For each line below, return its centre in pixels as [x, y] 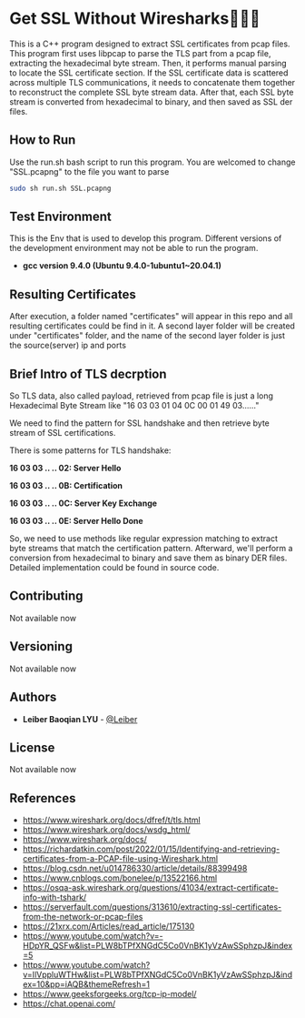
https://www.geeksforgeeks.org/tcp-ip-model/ [109, 994]
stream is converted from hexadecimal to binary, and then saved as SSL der [151, 101]
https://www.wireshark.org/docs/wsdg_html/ [106, 830]
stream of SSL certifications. [63, 433]
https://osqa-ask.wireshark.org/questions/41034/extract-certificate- [150, 888]
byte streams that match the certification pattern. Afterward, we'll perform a [151, 549]
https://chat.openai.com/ [69, 1003]
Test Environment [60, 217]
